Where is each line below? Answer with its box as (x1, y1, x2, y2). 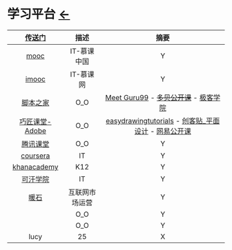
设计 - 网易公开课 (134, 126, 191, 136)
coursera (20, 151, 50, 160)
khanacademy (12, 162, 59, 171)
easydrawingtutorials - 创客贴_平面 (106, 116, 220, 125)
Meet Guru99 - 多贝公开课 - (105, 92, 198, 102)
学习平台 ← (7, 6, 70, 22)
